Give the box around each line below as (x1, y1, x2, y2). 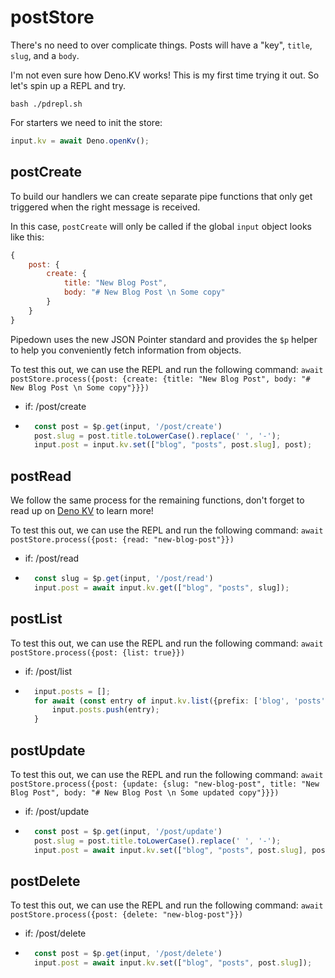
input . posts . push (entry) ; (51, 705, 160, 715)
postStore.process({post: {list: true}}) (10, 647, 186, 658)
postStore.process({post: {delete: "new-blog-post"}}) (10, 910, 244, 920)
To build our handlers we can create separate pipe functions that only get (10, 190, 313, 202)
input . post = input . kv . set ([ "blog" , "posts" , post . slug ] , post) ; (34, 440, 313, 450)
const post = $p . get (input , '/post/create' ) (34, 421, 223, 431)
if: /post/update (24, 805, 90, 817)
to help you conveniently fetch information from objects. (10, 344, 242, 356)
